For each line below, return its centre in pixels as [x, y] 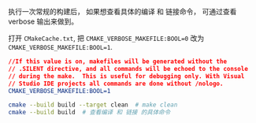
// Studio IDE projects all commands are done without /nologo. [116, 84]
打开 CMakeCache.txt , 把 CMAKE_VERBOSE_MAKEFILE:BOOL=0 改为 [106, 38]
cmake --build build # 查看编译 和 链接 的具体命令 [89, 113]
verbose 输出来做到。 [43, 21]
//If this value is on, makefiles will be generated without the [117, 61]
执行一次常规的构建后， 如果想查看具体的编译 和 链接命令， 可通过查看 [122, 11]
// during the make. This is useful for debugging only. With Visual [126, 76]
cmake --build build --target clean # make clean [93, 105]
